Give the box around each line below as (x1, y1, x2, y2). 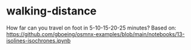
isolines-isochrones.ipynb (6, 37, 71, 44)
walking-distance (6, 4, 97, 18)
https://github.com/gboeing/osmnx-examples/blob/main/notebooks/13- (6, 30, 185, 37)
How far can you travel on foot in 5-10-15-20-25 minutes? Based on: (6, 24, 177, 31)
